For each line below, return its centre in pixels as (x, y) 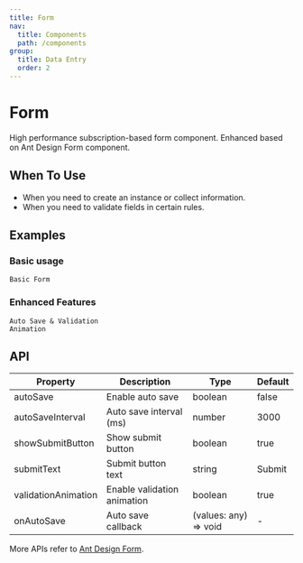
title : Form (32, 18)
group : (22, 51)
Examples (37, 235)
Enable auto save (143, 397)
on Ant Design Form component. (70, 147)
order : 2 (34, 69)
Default (273, 382)
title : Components (52, 34)
